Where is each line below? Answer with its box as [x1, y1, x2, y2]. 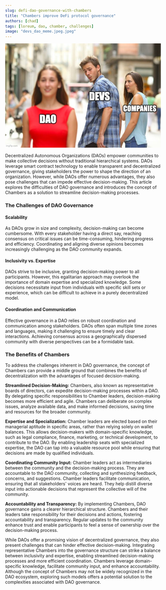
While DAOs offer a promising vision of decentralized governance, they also [5, 536, 160, 543]
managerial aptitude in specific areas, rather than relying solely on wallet [5, 423, 153, 429]
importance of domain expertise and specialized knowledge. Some [5, 279, 141, 285]
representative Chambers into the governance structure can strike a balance [5, 547, 161, 553]
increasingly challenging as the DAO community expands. [5, 246, 123, 253]
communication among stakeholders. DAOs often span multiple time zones [5, 323, 157, 328]
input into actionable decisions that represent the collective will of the [5, 486, 147, 492]
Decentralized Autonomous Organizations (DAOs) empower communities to [5, 153, 159, 159]
